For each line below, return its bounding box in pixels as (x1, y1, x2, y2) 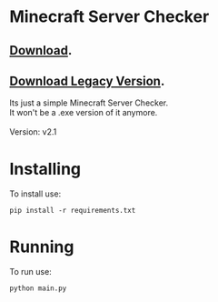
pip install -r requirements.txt (9, 206, 136, 216)
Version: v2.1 (9, 126, 57, 137)
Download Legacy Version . (9, 73, 165, 88)
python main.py (9, 284, 67, 293)
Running (9, 237, 74, 257)
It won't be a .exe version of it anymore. (9, 107, 158, 118)
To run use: (9, 267, 52, 277)
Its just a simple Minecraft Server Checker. (9, 97, 169, 108)
